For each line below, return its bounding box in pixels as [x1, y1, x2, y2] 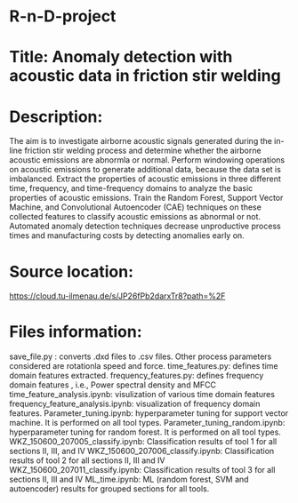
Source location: [9, 261, 134, 282]
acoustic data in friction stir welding [9, 66, 282, 86]
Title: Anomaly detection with [9, 47, 233, 68]
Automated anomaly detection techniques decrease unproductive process [9, 220, 282, 232]
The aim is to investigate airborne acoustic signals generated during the [9, 136, 273, 147]
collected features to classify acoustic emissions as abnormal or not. [9, 212, 261, 222]
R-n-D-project [9, 6, 117, 27]
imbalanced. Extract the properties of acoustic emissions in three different [9, 173, 282, 184]
